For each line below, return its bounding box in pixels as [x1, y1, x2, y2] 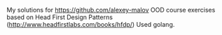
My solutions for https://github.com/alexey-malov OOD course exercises [6, 6, 216, 14]
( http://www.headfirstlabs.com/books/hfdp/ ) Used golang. [6, 21, 175, 28]
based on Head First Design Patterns [6, 13, 113, 21]
